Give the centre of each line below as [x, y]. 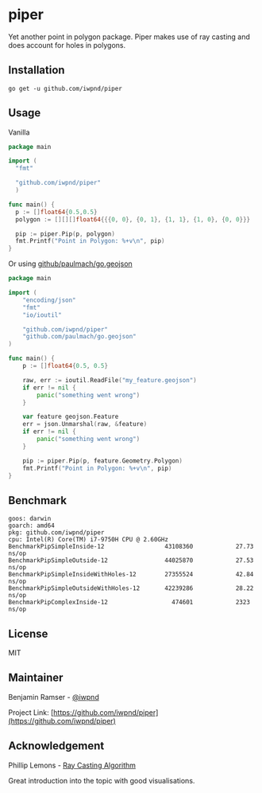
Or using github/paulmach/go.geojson [70, 264]
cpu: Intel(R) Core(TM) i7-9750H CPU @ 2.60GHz [89, 540]
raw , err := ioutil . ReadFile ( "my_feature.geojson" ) [110, 380]
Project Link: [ [31, 712]
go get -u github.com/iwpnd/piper [65, 88]
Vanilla [19, 132]
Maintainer [36, 678]
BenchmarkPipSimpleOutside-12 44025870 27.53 [131, 561]
